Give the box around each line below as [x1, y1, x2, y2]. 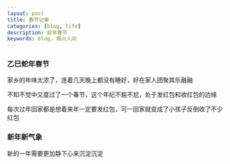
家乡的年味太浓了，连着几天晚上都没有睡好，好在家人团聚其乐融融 [7, 76, 193, 84]
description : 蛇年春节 [7, 29, 68, 36]
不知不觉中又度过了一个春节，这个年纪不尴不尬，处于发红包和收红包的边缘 [7, 90, 217, 99]
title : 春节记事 [7, 16, 49, 23]
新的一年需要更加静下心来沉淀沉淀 [7, 149, 103, 157]
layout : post [7, 10, 44, 17]
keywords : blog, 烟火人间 [7, 36, 77, 42]
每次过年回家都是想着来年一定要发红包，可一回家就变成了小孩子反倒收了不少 [7, 105, 223, 113]
